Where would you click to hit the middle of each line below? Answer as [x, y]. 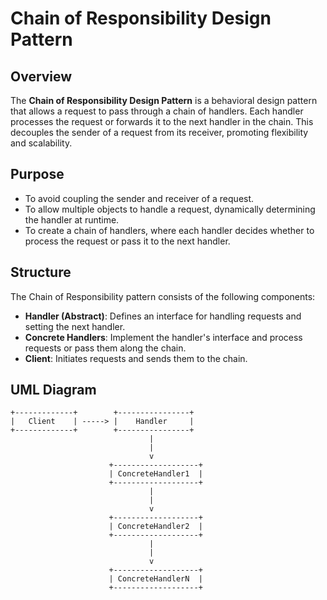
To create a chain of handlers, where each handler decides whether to [169, 230]
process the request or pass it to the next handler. [127, 241]
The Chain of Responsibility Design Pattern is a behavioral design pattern [164, 100]
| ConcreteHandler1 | [155, 474]
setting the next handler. [75, 326]
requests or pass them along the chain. [105, 348]
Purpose [37, 174]
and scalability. [41, 143]
